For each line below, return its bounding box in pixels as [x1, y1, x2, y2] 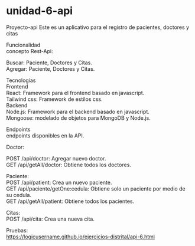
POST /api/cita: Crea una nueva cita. [6, 215, 95, 222]
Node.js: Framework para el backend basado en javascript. [6, 108, 149, 115]
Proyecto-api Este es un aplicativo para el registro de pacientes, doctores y [6, 24, 190, 31]
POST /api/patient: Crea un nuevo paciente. [6, 179, 112, 186]
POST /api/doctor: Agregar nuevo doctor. [6, 155, 106, 162]
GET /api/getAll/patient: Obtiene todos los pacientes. [6, 198, 135, 205]
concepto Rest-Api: [6, 47, 53, 54]
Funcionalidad [6, 41, 41, 48]
